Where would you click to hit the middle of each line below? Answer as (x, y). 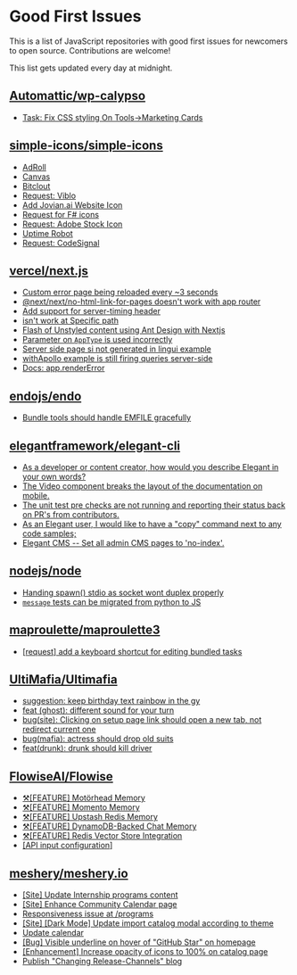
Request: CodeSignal (61, 243)
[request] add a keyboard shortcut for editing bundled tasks (132, 651)
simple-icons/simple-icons (86, 146)
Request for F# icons (61, 214)
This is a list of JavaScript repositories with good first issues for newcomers (148, 41)
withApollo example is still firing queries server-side (117, 359)
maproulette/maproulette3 (85, 630)
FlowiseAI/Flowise (61, 777)
